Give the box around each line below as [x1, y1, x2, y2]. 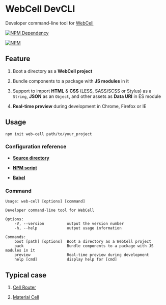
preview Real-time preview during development [14, 252, 149, 258]
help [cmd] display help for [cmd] [14, 257, 117, 262]
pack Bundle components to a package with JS [14, 243, 154, 249]
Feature [5, 55, 31, 63]
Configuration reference [5, 143, 67, 150]
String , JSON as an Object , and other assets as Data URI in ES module [12, 93, 161, 99]
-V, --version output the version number [14, 221, 124, 226]
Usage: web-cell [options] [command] [5, 199, 86, 204]
